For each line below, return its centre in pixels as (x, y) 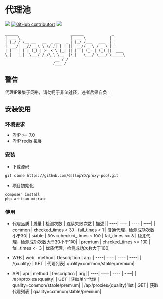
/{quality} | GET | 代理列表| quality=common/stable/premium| (73, 264)
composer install (23, 194)
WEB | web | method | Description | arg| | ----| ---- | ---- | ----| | (77, 258)
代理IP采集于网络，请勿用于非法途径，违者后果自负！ (58, 92)
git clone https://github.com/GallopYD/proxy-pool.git (62, 176)
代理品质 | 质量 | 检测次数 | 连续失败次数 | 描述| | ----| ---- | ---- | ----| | (84, 224)
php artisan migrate (26, 199)
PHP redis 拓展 (27, 141)
